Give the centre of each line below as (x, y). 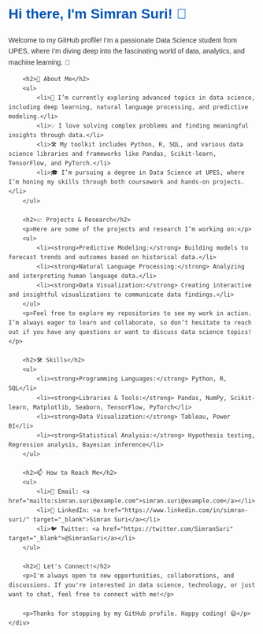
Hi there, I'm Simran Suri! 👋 (98, 14)
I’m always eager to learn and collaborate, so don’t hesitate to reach (130, 323)
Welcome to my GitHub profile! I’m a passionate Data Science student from (123, 40)
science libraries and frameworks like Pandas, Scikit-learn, (113, 154)
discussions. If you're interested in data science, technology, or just (132, 585)
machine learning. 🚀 (39, 62)
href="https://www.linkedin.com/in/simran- (176, 510)
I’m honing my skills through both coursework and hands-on (109, 182)
